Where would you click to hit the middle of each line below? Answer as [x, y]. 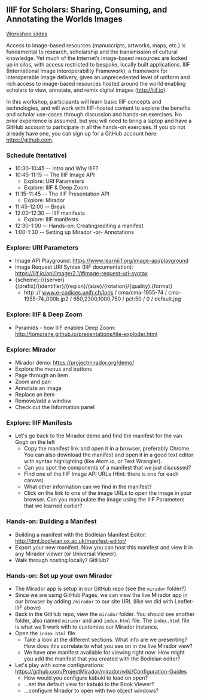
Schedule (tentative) [36, 155]
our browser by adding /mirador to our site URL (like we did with [94, 601]
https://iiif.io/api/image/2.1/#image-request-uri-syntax [81, 274]
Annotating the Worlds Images [64, 19]
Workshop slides [27, 34]
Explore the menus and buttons [54, 369]
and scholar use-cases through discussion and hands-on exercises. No [94, 114]
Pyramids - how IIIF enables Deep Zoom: [65, 328]
